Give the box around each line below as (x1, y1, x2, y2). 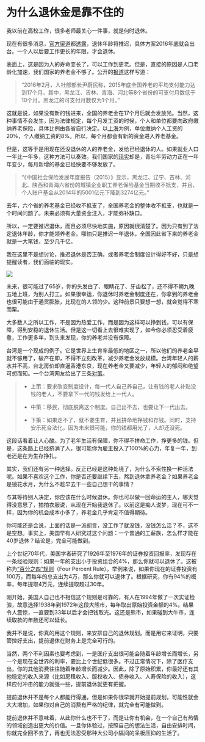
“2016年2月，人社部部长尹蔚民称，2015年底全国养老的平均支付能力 (21, 81, 190, 89)
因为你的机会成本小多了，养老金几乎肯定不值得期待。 (16, 508, 151, 516)
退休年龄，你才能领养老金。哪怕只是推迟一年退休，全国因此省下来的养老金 (11, 230, 199, 237)
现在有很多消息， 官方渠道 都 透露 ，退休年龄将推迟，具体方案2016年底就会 (6, 40, 190, 47)
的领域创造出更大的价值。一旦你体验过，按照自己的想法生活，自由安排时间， (6, 721, 199, 729)
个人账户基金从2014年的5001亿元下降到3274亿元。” (21, 189, 149, 196)
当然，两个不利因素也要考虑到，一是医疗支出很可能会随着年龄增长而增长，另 (6, 650, 199, 657)
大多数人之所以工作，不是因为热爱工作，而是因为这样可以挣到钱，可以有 (6, 318, 188, 326)
